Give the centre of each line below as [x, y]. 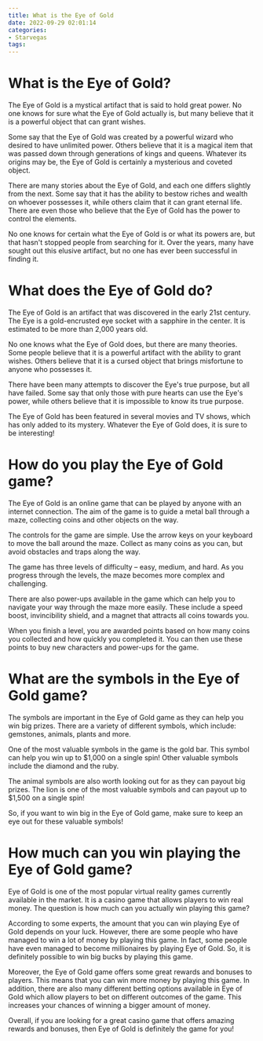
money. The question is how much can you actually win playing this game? [129, 908]
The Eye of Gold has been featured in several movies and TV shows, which [130, 416]
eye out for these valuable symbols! [66, 821]
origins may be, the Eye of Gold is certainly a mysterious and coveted [121, 162]
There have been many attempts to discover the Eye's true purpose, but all [129, 384]
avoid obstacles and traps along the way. [75, 551]
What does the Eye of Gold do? [111, 291]
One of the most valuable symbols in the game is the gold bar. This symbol [129, 749]
